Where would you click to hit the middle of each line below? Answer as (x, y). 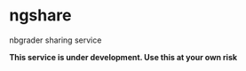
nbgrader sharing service (56, 40)
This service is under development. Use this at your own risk (123, 57)
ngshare (40, 16)
